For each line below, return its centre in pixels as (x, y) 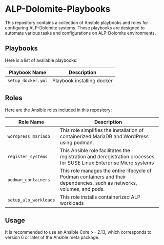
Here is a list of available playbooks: (41, 60)
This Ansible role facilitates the (95, 150)
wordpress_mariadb (29, 136)
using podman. (77, 142)
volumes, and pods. (82, 189)
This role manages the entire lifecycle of (106, 171)
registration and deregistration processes (107, 156)
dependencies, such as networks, (99, 183)
